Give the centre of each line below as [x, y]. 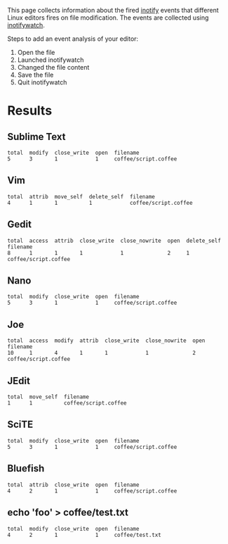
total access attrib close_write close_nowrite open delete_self [114, 241]
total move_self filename [48, 397]
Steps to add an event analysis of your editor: [73, 39]
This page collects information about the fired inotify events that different [113, 10]
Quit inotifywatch [42, 82]
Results [30, 111]
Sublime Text [36, 137]
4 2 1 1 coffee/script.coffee [92, 491]
